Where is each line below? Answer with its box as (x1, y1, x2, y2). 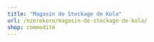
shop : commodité (7, 23, 55, 31)
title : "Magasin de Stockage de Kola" (7, 10, 122, 18)
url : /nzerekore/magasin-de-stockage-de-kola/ (7, 17, 148, 24)
